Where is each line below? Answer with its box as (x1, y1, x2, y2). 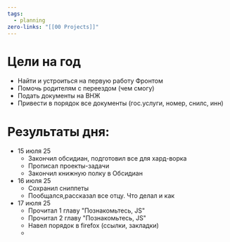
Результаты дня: (7, 123, 110, 140)
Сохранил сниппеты (27, 184, 89, 193)
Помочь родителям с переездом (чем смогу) (17, 84, 155, 93)
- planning (13, 17, 46, 24)
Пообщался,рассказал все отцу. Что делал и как (27, 191, 175, 200)
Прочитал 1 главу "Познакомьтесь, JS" (27, 206, 146, 215)
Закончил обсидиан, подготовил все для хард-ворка (27, 154, 187, 163)
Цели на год (7, 53, 82, 69)
